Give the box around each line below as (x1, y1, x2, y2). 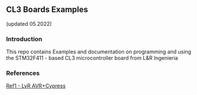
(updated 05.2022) (6, 20, 52, 27)
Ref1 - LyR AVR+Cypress (6, 82, 66, 90)
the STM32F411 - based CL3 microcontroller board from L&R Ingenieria (6, 55, 178, 62)
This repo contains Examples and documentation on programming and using (6, 48, 192, 55)
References (6, 69, 40, 77)
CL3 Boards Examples (6, 5, 88, 15)
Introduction (6, 35, 42, 43)
